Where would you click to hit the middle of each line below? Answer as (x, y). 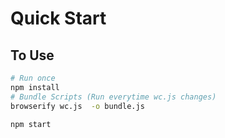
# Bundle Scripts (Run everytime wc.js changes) (113, 97)
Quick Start (58, 18)
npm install (35, 87)
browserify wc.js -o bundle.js (77, 106)
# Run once (33, 78)
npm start (31, 124)
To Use (32, 55)
